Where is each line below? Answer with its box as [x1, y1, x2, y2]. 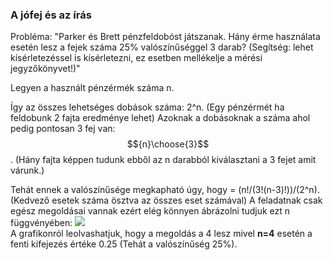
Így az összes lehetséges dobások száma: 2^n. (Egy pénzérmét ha [10, 101, 285, 113]
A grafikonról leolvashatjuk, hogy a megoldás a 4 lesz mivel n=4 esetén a [10, 228, 313, 240]
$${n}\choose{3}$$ [126, 138, 210, 150]
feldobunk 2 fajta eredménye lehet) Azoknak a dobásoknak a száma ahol [10, 112, 311, 124]
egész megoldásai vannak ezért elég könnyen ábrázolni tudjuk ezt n [10, 205, 291, 217]
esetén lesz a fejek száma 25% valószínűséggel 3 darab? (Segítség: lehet [10, 41, 314, 53]
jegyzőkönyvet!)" [10, 63, 81, 75]
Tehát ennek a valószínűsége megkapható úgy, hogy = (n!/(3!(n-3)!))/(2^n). [10, 184, 320, 196]
